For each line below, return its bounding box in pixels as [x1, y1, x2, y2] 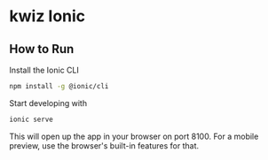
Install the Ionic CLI [9, 65, 80, 75]
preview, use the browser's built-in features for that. [9, 140, 200, 151]
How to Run [9, 42, 75, 57]
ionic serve [9, 115, 53, 124]
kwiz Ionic [9, 6, 86, 27]
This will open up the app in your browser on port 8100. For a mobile [9, 131, 259, 141]
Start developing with [9, 97, 87, 108]
